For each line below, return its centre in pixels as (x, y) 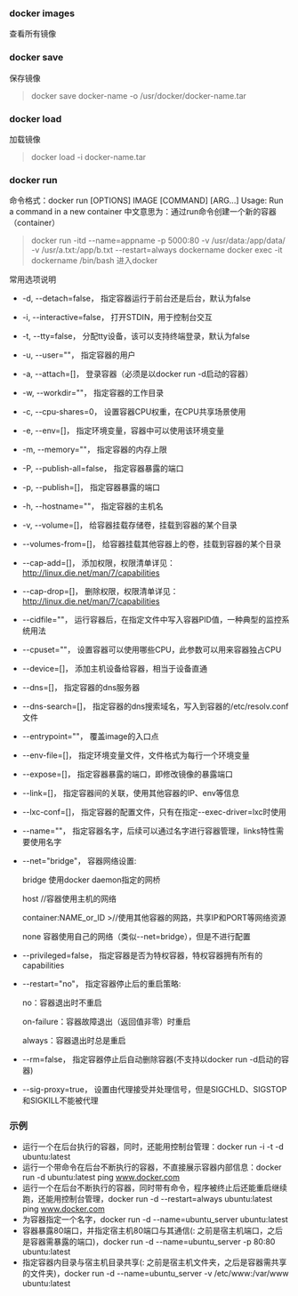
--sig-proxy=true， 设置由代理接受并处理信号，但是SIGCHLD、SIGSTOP (154, 1090)
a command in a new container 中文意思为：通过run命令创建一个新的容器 (143, 212)
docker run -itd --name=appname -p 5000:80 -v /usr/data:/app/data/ (158, 241)
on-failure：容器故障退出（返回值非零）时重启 (106, 1022)
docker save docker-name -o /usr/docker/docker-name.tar (139, 95)
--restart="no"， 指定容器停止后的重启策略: (101, 984)
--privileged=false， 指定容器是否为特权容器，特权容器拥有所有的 (142, 955)
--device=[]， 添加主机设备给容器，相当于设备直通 (114, 669)
